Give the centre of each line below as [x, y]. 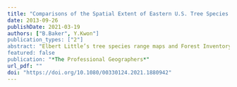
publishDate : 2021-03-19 [44, 27]
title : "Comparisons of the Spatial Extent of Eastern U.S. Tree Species [118, 14]
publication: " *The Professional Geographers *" [79, 60]
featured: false [31, 53]
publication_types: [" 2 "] [45, 40]
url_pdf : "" [25, 66]
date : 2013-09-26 [33, 20]
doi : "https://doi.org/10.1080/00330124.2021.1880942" [90, 72]
